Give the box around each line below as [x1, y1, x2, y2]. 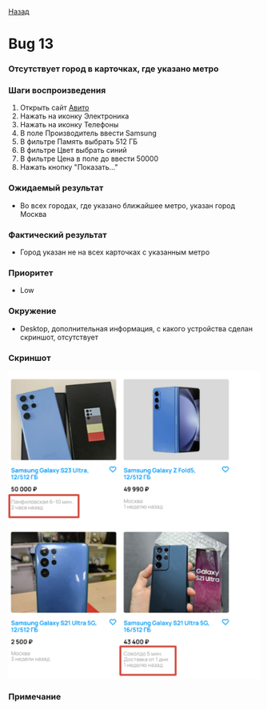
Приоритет [8, 267, 54, 279]
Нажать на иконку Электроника [19, 111, 130, 121]
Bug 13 [8, 35, 54, 53]
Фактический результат [8, 229, 107, 240]
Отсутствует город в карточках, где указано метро [8, 63, 219, 74]
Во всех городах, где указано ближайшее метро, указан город [19, 200, 236, 211]
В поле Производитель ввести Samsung [19, 128, 157, 138]
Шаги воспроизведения [8, 85, 106, 96]
